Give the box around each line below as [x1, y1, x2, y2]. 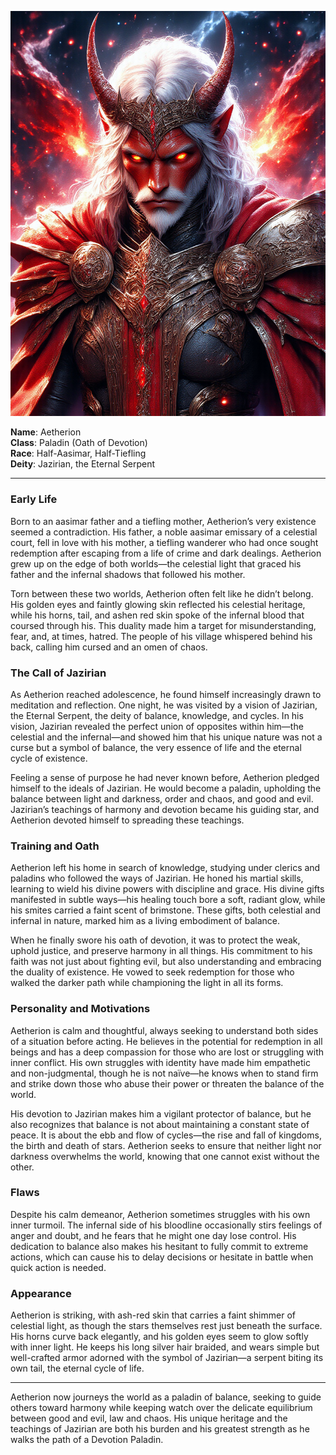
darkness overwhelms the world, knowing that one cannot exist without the [10, 1150, 320, 1162]
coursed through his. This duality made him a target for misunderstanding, [10, 619, 317, 631]
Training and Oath [10, 839, 100, 853]
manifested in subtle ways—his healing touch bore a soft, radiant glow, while [10, 894, 326, 906]
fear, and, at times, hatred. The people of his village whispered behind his [10, 630, 313, 642]
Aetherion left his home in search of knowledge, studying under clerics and [10, 862, 321, 874]
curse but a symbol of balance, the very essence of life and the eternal [10, 741, 302, 753]
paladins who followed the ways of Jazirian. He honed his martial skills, [10, 872, 304, 885]
